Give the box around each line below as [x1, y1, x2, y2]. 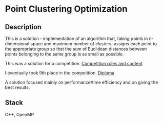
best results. [5, 85, 30, 90]
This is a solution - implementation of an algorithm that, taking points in [5, 35, 148, 41]
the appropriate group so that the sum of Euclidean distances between [5, 46, 147, 52]
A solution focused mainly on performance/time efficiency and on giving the [5, 79, 158, 85]
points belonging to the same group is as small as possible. [5, 51, 124, 57]
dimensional [5, 41, 30, 47]
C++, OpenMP [5, 111, 34, 117]
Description [5, 23, 41, 31]
